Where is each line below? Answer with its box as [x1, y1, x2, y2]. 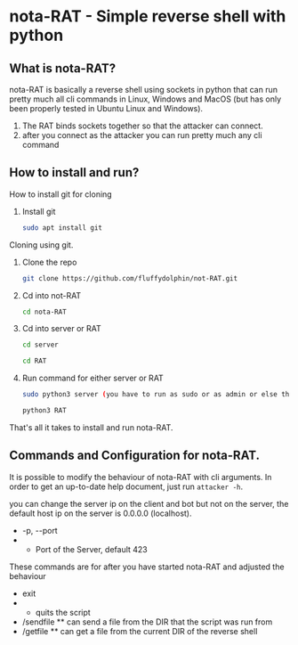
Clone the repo [21, 257, 77, 267]
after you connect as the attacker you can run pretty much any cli [21, 130, 262, 140]
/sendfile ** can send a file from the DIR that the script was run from [21, 616, 273, 627]
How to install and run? [9, 165, 140, 180]
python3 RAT [21, 406, 67, 415]
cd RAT [21, 356, 47, 366]
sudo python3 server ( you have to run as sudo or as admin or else [21, 390, 278, 399]
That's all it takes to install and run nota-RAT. [9, 421, 173, 433]
